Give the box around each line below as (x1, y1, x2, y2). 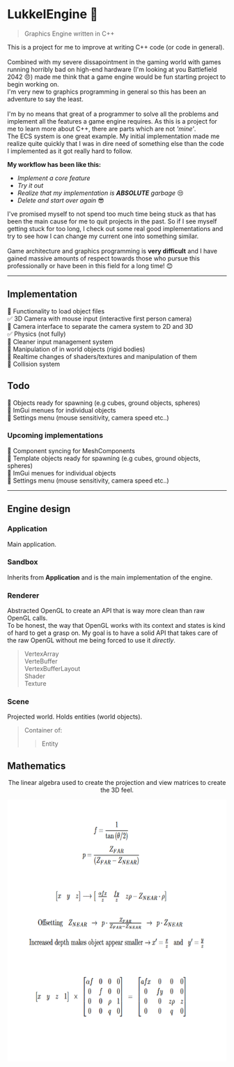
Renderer (7, 590, 40, 600)
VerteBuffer (24, 657, 58, 665)
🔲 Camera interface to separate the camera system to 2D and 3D (7, 322, 194, 330)
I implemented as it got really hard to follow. (7, 147, 132, 155)
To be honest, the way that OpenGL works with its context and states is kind (7, 621, 226, 630)
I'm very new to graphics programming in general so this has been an (7, 87, 207, 96)
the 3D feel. (100, 786, 134, 795)
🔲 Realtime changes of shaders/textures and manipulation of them (7, 352, 197, 360)
